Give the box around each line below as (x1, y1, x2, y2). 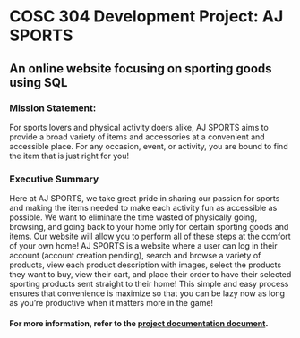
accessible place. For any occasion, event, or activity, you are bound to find (9, 140, 288, 151)
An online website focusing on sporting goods (9, 61, 272, 76)
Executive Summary (9, 173, 99, 185)
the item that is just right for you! (9, 150, 130, 161)
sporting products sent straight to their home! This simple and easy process (9, 279, 289, 290)
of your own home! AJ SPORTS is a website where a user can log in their (9, 241, 278, 251)
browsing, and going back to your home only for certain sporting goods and (9, 222, 289, 232)
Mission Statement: (9, 101, 97, 114)
